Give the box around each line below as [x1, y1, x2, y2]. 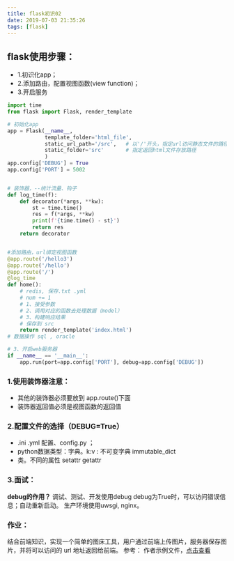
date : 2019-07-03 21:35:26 [7, 17, 86, 24]
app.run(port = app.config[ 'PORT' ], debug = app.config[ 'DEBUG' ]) [19, 358, 204, 366]
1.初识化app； [17, 70, 58, 79]
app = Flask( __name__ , [7, 127, 73, 135]
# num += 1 [19, 294, 52, 302]
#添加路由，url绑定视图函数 [7, 249, 77, 256]
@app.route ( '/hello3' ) [7, 255, 73, 262]
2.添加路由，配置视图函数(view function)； [17, 79, 140, 88]
